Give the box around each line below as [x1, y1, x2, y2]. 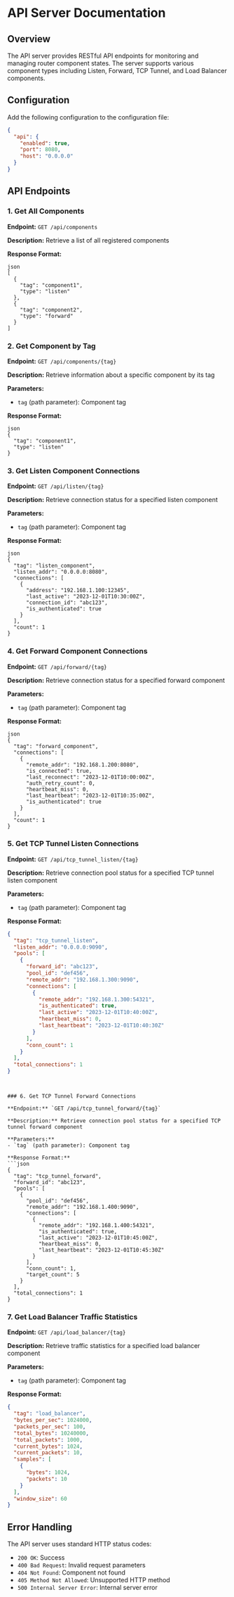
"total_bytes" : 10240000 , [13, 1430, 90, 1437]
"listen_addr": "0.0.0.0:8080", [13, 568, 109, 576]
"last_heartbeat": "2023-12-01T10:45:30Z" [38, 1247, 165, 1254]
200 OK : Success [17, 1553, 65, 1562]
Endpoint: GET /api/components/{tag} [7, 357, 117, 365]
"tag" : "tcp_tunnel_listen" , [13, 937, 99, 944]
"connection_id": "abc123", [25, 599, 109, 606]
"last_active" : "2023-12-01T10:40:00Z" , [38, 1009, 158, 1016]
